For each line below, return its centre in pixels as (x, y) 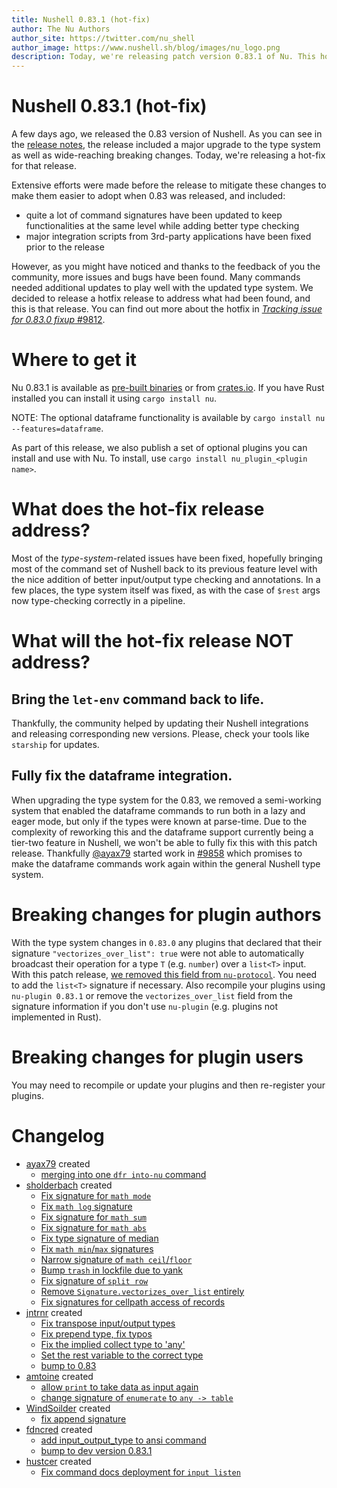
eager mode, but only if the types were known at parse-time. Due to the (159, 821)
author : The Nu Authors (61, 29)
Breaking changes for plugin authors (166, 914)
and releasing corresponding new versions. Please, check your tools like (160, 733)
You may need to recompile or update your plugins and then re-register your (168, 1085)
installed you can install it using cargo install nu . (114, 398)
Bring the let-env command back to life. (138, 699)
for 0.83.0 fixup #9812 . (58, 320)
